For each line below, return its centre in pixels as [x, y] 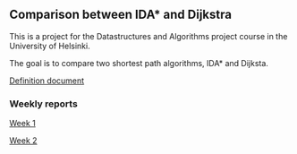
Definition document [47, 81]
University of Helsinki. [50, 46]
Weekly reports [43, 104]
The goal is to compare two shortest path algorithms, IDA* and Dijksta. [139, 63]
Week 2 [23, 141]
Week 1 [22, 124]
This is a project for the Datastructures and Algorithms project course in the [148, 36]
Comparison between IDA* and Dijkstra [121, 15]
